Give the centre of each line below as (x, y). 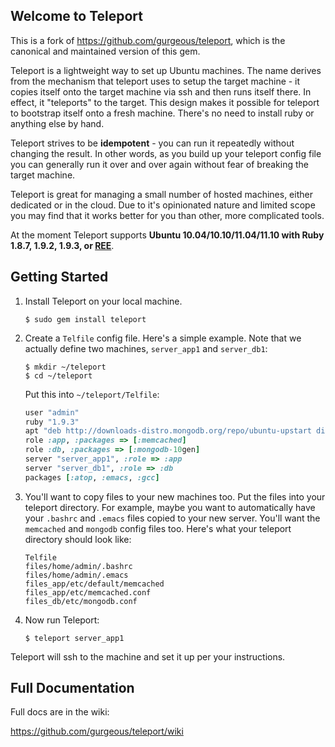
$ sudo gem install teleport (85, 319)
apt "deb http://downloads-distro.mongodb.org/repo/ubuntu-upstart (168, 431)
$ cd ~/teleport (58, 375)
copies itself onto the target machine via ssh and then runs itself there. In (161, 91)
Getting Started (59, 277)
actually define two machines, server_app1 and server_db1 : (146, 348)
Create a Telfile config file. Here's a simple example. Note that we (163, 338)
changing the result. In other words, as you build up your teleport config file (166, 153)
